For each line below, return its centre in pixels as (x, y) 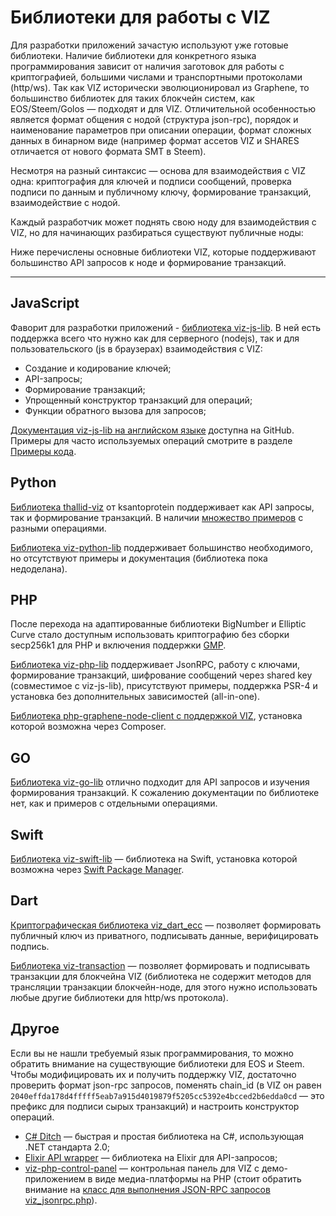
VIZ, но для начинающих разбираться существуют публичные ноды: (157, 232)
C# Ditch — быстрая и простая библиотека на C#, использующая (164, 1136)
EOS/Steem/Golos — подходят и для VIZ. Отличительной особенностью (163, 108)
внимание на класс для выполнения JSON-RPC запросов (147, 1189)
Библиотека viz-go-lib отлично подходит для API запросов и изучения (160, 782)
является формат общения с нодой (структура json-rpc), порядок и (154, 119)
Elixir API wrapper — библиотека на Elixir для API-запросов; (151, 1157)
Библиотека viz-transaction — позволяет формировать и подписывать (160, 965)
